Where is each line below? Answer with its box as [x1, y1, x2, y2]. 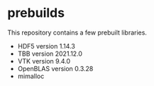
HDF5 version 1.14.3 [17, 42, 76, 50]
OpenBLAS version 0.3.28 [17, 64, 94, 73]
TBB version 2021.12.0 [17, 49, 83, 58]
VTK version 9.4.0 [17, 56, 71, 65]
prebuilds [7, 5, 65, 21]
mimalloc [17, 72, 45, 80]
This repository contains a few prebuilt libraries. [7, 28, 148, 37]
